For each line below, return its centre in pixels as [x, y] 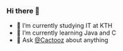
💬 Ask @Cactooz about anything [62, 40]
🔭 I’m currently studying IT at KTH [64, 26]
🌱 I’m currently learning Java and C [66, 33]
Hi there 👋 [23, 11]
